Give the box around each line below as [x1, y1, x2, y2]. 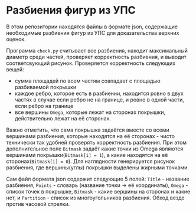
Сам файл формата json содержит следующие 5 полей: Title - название [6, 175, 190, 182]
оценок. [6, 35, 26, 42]
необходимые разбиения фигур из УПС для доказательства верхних [6, 29, 179, 36]
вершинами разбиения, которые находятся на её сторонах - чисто [6, 132, 175, 139]
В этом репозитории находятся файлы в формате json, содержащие [6, 23, 178, 30]
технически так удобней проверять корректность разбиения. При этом [6, 139, 187, 146]
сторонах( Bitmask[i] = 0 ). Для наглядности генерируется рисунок [6, 158, 175, 165]
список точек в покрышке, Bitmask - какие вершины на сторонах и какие [6, 188, 191, 195]
